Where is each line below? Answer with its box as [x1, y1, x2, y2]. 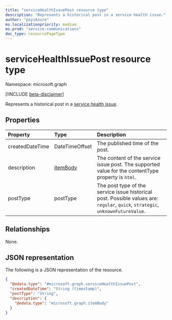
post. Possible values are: [97, 195, 159, 202]
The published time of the [97, 139, 159, 146]
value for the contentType [97, 167, 159, 174]
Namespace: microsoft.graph [5, 81, 67, 87]
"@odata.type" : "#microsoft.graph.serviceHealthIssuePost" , [10, 282, 141, 287]
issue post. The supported [97, 161, 160, 168]
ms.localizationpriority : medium [5, 22, 77, 27]
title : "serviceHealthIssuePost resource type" [5, 7, 109, 13]
